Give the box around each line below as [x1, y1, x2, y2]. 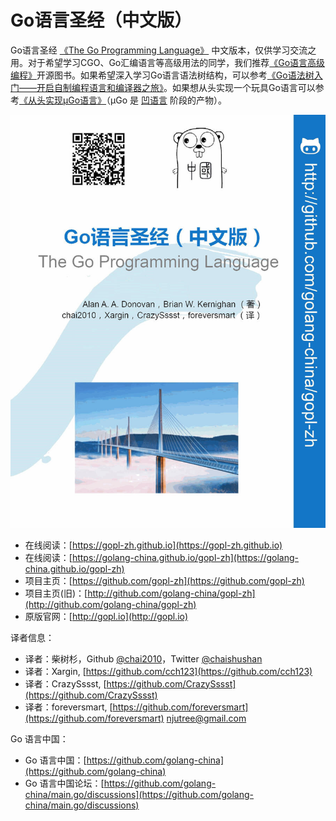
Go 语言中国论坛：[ [24, 777, 105, 789]
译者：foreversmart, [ [24, 701, 113, 713]
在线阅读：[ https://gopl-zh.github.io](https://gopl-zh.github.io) [24, 539, 283, 551]
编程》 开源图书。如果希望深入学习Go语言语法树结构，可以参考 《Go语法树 [10, 69, 315, 81]
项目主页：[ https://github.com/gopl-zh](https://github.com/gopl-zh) [24, 574, 305, 586]
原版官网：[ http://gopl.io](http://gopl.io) [24, 610, 189, 622]
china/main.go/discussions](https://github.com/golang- [24, 788, 255, 800]
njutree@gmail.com [166, 712, 247, 724]
